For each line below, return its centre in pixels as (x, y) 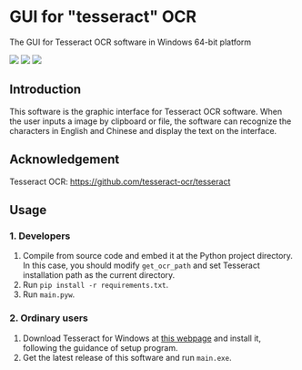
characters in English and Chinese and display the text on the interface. (143, 130)
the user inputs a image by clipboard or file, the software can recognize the (151, 121)
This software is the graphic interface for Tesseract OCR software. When (146, 111)
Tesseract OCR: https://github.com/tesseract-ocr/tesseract (120, 181)
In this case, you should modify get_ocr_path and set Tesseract (141, 265)
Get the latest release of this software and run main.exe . (127, 357)
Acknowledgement (65, 160)
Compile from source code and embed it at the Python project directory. (158, 256)
